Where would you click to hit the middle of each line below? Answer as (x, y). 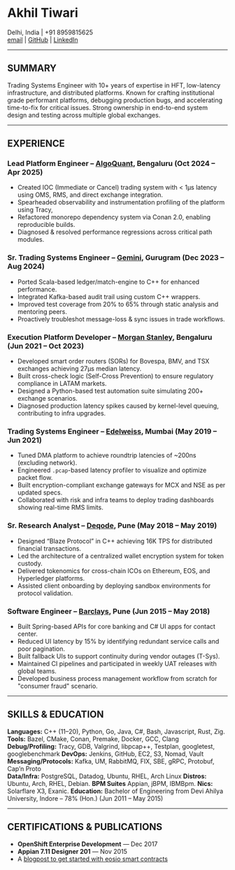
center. (28, 634)
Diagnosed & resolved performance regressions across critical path (115, 232)
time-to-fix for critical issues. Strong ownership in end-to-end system (108, 107)
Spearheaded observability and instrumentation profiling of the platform (121, 202)
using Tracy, (35, 210)
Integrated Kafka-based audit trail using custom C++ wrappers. (109, 296)
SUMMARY (32, 68)
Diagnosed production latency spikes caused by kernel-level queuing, (118, 406)
